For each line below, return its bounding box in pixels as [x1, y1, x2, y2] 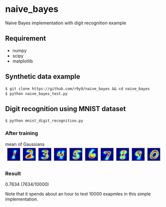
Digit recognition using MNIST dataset [5, 104, 126, 113]
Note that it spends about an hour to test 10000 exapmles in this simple [5, 191, 151, 197]
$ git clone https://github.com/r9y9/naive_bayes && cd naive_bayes [5, 86, 150, 91]
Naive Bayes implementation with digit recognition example [5, 20, 127, 26]
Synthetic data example [5, 72, 81, 81]
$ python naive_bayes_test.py [5, 91, 68, 96]
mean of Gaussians [5, 141, 45, 147]
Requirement [5, 34, 46, 43]
